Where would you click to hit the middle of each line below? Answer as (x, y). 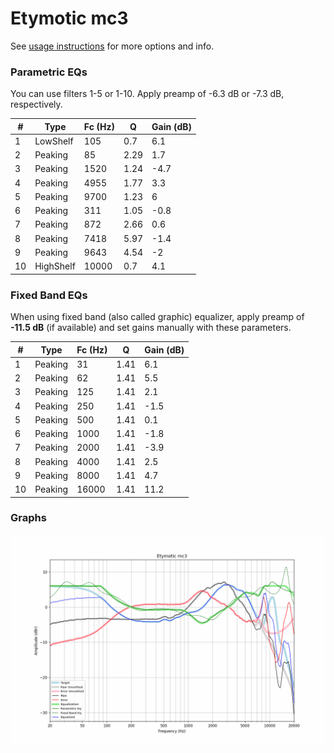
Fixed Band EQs (49, 295)
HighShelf (55, 266)
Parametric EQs (49, 72)
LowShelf (54, 141)
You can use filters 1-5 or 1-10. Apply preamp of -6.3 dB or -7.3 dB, (147, 94)
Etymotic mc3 (69, 18)
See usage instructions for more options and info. (112, 46)
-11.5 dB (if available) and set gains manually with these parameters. (151, 328)
